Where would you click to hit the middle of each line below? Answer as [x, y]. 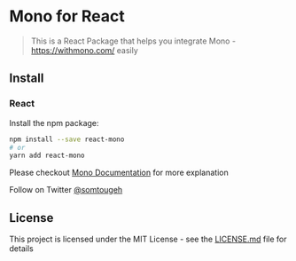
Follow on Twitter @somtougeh [66, 190]
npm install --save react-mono [67, 139]
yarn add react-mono [47, 156]
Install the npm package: [54, 123]
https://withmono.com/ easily [85, 50]
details [21, 249]
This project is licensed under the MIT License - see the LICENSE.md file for [148, 239]
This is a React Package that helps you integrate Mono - [133, 41]
